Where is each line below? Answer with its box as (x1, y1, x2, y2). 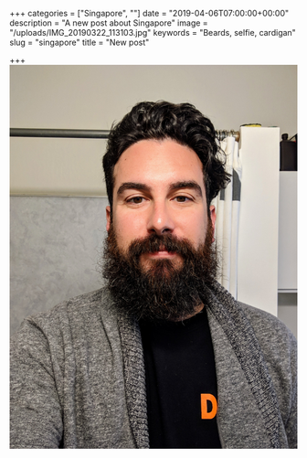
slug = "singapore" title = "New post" (9, 37, 150, 48)
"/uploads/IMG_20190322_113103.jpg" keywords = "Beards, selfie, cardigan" (9, 27, 297, 37)
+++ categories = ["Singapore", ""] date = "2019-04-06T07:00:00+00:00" (9, 8, 290, 18)
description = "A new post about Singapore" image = (9, 17, 208, 28)
